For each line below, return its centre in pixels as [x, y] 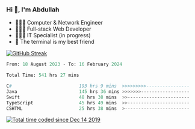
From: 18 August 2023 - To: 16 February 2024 [64, 64]
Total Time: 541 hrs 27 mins [43, 75]
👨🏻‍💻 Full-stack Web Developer [53, 29]
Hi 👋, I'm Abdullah [33, 10]
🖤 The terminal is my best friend [54, 42]
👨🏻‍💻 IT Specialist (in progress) [53, 35]
